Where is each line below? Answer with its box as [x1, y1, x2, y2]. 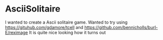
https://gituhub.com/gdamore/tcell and [5, 24, 84, 30]
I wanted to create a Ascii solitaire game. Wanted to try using [5, 19, 128, 25]
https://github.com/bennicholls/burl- [84, 24, 158, 30]
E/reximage [5, 29, 28, 35]
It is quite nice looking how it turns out [29, 29, 106, 35]
